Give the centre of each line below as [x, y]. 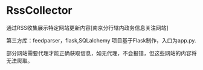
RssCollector [39, 10]
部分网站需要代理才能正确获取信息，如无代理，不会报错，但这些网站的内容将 [101, 53]
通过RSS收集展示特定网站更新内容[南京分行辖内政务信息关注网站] [88, 28]
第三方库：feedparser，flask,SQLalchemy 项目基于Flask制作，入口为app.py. [101, 40]
